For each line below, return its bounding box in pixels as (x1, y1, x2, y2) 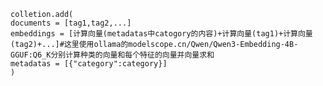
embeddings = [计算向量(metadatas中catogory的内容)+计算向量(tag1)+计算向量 (10, 29, 313, 39)
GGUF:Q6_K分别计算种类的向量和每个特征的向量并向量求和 (10, 50, 215, 60)
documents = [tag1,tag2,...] (10, 18, 132, 28)
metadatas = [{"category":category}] (10, 59, 168, 69)
